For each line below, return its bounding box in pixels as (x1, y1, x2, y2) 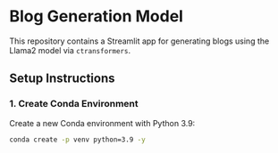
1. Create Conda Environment (9, 98, 139, 110)
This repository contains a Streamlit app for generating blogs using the (9, 36, 270, 46)
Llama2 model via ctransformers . (9, 44, 131, 55)
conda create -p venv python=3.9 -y (9, 135, 146, 144)
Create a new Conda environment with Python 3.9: (9, 117, 196, 128)
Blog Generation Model (9, 6, 183, 27)
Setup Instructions (9, 71, 115, 86)
